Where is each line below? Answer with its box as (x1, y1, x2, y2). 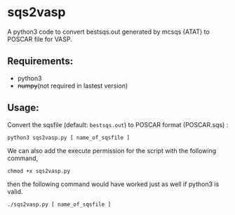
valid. (7, 187, 23, 195)
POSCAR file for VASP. (7, 34, 72, 43)
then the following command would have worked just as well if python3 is (7, 180, 220, 188)
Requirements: (7, 56, 74, 67)
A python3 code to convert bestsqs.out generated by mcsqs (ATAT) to (7, 27, 210, 36)
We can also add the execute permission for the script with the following (7, 146, 217, 155)
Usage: (7, 102, 40, 114)
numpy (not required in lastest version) (17, 82, 128, 90)
